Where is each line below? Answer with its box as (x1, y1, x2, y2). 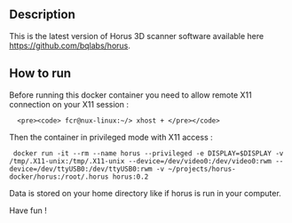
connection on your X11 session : (9, 99, 129, 109)
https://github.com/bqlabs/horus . (9, 40, 131, 51)
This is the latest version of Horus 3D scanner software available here (9, 30, 264, 41)
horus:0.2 (112, 172, 149, 181)
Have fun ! (9, 204, 47, 216)
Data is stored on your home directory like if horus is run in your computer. (9, 187, 281, 198)
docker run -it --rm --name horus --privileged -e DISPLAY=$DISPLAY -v (12, 148, 284, 158)
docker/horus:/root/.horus (9, 172, 109, 181)
